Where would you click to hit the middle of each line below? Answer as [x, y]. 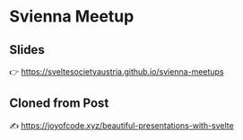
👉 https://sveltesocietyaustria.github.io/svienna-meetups [117, 72]
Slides [27, 50]
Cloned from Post [59, 104]
